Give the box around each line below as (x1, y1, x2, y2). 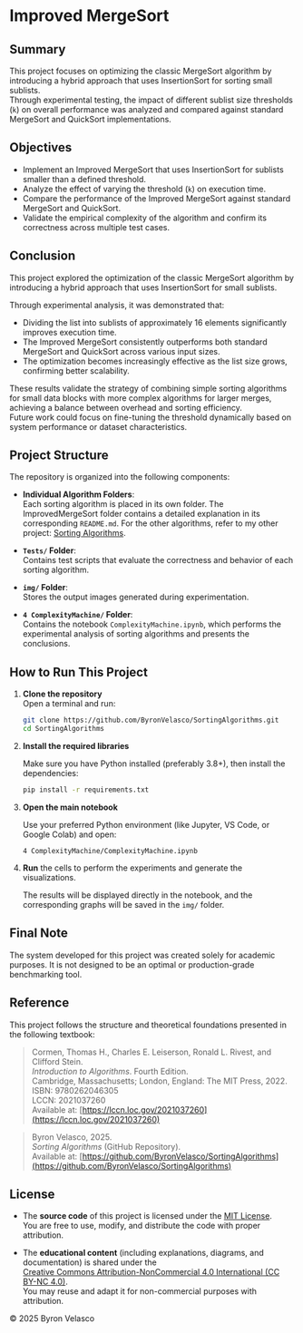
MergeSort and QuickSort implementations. (9, 114, 172, 124)
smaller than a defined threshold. (22, 173, 147, 184)
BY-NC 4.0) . (22, 1276, 68, 1288)
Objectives (9, 140, 73, 155)
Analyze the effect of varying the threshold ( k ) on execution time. (22, 183, 266, 194)
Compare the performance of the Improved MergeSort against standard (22, 192, 291, 204)
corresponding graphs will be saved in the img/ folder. (22, 899, 225, 910)
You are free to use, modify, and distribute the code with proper (22, 1221, 261, 1231)
